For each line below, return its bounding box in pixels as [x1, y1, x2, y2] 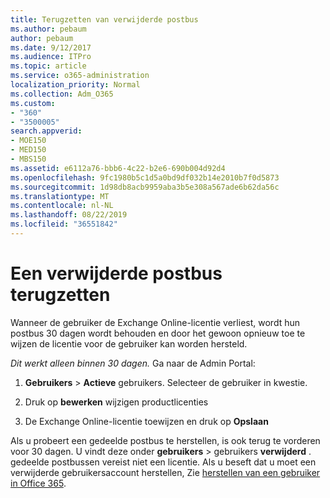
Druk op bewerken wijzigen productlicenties [24, 396, 209, 408]
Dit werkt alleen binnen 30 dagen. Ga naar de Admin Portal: [10, 357, 256, 369]
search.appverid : [10, 126, 83, 136]
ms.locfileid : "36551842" [10, 219, 118, 230]
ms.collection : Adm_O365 [10, 89, 114, 99]
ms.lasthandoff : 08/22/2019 [10, 210, 128, 220]
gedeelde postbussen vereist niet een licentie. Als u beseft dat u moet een [10, 456, 317, 468]
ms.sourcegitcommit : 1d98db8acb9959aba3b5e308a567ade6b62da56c [10, 182, 280, 192]
